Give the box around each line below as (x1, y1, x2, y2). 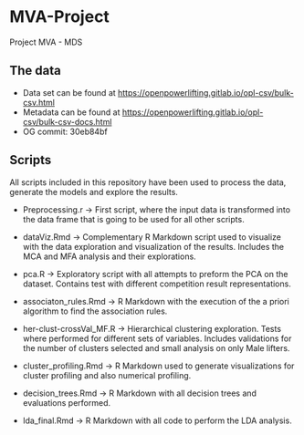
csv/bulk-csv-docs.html (22, 116, 112, 127)
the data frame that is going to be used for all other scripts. (22, 213, 245, 224)
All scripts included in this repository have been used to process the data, (9, 176, 287, 188)
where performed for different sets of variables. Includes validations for (22, 333, 292, 344)
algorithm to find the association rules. (22, 306, 168, 316)
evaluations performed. (22, 397, 111, 408)
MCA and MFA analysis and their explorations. (22, 251, 196, 262)
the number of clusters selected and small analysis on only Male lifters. (22, 342, 290, 353)
